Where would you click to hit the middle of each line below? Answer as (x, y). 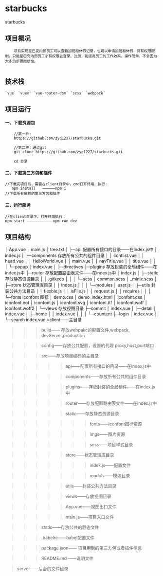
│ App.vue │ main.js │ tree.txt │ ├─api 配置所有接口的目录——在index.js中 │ (81, 250)
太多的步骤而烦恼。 (21, 61)
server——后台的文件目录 (43, 569)
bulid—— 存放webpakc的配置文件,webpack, (85, 330)
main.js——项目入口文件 (90, 517)
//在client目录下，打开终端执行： (36, 216)
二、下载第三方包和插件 (28, 173)
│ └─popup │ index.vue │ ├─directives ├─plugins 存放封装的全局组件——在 (81, 267)
